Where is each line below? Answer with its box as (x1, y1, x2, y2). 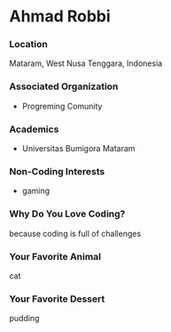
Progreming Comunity (21, 101, 103, 111)
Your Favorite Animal (9, 250, 102, 263)
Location (9, 38, 49, 51)
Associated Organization (9, 80, 119, 93)
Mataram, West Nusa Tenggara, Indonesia (9, 58, 163, 69)
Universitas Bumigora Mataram (21, 143, 136, 154)
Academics (9, 123, 59, 135)
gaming (21, 185, 51, 197)
